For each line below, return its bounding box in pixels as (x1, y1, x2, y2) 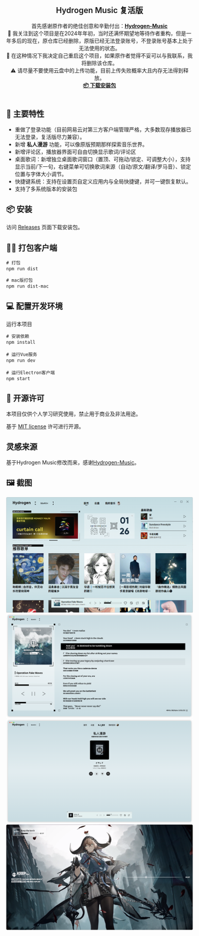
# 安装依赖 (6, 334, 30, 340)
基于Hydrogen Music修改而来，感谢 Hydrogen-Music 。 (6, 458, 140, 466)
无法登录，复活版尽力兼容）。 (14, 133, 85, 140)
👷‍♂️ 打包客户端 (6, 242, 57, 253)
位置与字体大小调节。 (14, 170, 67, 178)
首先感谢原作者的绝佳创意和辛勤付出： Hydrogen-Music (31, 22, 168, 29)
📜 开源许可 (6, 393, 44, 403)
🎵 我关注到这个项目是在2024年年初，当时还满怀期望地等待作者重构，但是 (8, 30, 187, 37)
